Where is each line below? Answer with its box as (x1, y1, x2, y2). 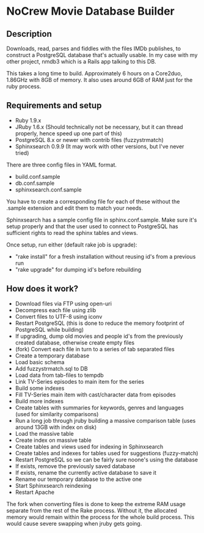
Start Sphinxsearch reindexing (15, 482, 92, 489)
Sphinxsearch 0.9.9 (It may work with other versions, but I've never (15, 143, 184, 150)
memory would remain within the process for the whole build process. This (6, 513, 195, 521)
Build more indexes (15, 397, 64, 404)
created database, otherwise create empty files (15, 338, 135, 346)
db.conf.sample (15, 179, 55, 187)
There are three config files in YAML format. (6, 161, 117, 168)
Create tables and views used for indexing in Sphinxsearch (15, 442, 164, 450)
